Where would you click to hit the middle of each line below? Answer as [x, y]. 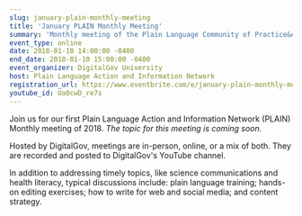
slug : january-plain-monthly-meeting [80, 18]
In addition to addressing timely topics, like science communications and [144, 173]
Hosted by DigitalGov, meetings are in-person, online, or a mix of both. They [151, 146]
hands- [272, 182]
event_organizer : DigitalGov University [86, 68]
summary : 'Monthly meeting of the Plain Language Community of [130, 34]
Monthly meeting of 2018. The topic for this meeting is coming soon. [136, 128]
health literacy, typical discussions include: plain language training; [133, 182]
